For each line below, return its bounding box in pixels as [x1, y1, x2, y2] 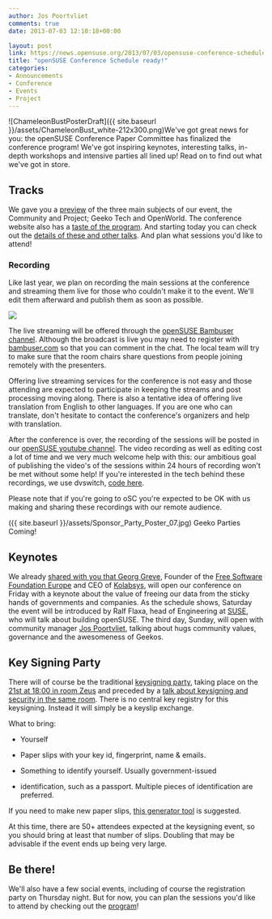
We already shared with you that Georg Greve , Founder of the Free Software [8, 572, 263, 582]
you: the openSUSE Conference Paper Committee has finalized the [8, 134, 232, 144]
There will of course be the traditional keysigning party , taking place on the [8, 677, 259, 687]
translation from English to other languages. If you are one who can [8, 402, 233, 412]
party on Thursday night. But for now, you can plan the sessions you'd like [8, 892, 257, 902]
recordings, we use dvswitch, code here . [8, 478, 145, 487]
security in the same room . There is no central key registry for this [8, 694, 229, 704]
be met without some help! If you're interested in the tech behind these [8, 470, 245, 479]
